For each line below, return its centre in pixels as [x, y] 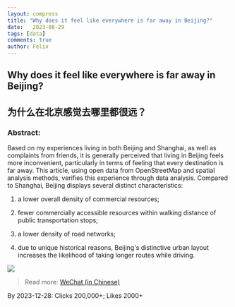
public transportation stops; [58, 220]
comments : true [30, 40]
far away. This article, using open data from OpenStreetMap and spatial [111, 171]
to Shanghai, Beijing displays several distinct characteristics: [95, 186]
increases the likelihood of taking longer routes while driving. [106, 255]
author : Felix [28, 47]
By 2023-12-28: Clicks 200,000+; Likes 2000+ [75, 296]
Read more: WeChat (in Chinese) [72, 282]
